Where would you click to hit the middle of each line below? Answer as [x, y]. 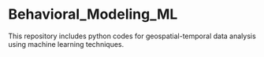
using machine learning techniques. [66, 44]
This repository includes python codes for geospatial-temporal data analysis [132, 36]
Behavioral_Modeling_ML [93, 14]
